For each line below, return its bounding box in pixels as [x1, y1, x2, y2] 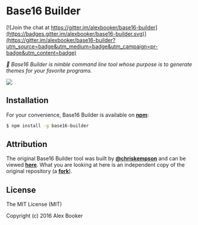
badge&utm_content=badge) [6, 49, 77, 56]
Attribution [6, 139, 48, 149]
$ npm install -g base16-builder [6, 123, 89, 129]
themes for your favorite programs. [6, 67, 92, 74]
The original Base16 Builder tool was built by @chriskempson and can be [6, 155, 186, 162]
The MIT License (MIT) [6, 201, 62, 208]
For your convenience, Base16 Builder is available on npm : [6, 111, 149, 118]
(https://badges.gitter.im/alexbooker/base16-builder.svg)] [6, 30, 147, 37]
